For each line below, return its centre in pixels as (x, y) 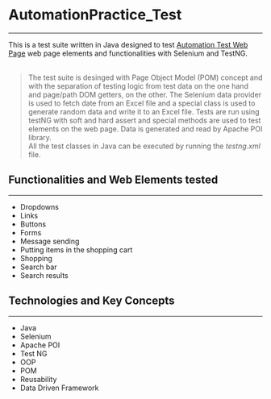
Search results (44, 275)
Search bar (39, 267)
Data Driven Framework (59, 388)
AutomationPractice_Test (95, 15)
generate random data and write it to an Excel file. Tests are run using (144, 111)
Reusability (38, 379)
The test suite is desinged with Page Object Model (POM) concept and (145, 77)
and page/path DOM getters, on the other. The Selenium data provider (145, 94)
